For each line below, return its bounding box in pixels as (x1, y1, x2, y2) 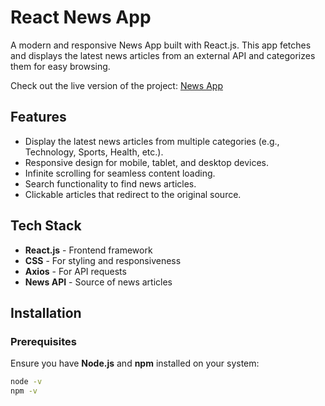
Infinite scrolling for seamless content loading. (24, 167, 216, 179)
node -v (10, 377, 43, 387)
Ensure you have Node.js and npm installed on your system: (10, 357, 260, 370)
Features (10, 109, 67, 126)
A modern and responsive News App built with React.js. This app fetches (10, 39, 312, 51)
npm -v (10, 386, 38, 396)
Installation (10, 304, 82, 321)
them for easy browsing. (10, 60, 111, 72)
